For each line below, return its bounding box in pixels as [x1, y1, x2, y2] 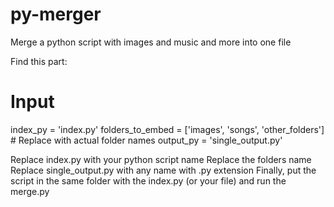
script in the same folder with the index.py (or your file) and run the [10, 174, 287, 187]
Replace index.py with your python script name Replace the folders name [10, 153, 312, 165]
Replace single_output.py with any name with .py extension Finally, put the [10, 164, 317, 176]
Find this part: [10, 55, 68, 67]
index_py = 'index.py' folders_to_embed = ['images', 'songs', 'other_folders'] [10, 123, 325, 135]
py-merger [10, 3, 102, 26]
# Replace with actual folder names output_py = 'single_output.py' [10, 134, 283, 146]
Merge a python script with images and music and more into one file [10, 36, 292, 48]
